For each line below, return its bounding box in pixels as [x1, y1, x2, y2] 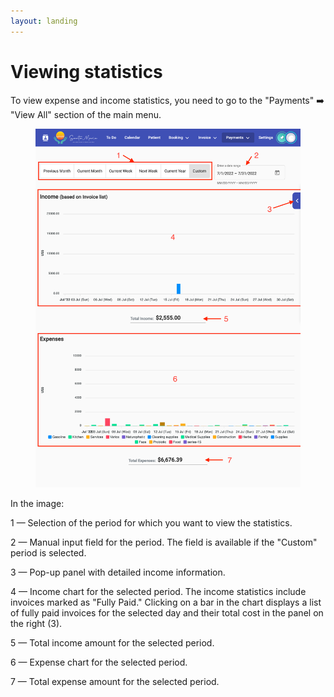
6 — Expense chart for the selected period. [10, 656, 188, 668]
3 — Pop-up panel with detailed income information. [10, 566, 226, 578]
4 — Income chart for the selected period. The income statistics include [10, 585, 307, 597]
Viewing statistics [10, 60, 163, 83]
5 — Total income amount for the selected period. [10, 636, 215, 649]
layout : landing [10, 16, 78, 26]
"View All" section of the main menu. [10, 108, 162, 120]
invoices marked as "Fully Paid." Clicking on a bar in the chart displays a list [10, 596, 322, 608]
